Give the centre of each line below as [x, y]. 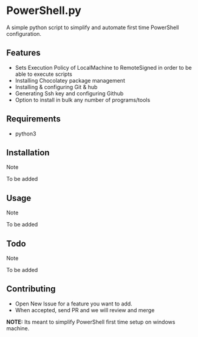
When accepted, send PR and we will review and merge [85, 310]
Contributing [31, 289]
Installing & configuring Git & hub [56, 87]
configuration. [24, 33]
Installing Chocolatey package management [70, 80]
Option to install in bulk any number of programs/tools [83, 100]
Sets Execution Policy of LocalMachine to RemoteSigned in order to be [104, 67]
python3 [26, 134]
